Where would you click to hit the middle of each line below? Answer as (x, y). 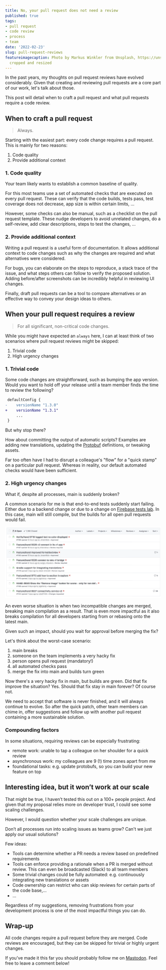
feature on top (27, 772)
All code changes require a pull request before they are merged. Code (76, 938)
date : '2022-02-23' (25, 47)
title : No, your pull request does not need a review (62, 10)
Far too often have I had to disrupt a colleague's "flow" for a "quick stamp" (81, 460)
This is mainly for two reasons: (36, 145)
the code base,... (29, 890)
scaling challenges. (25, 810)
